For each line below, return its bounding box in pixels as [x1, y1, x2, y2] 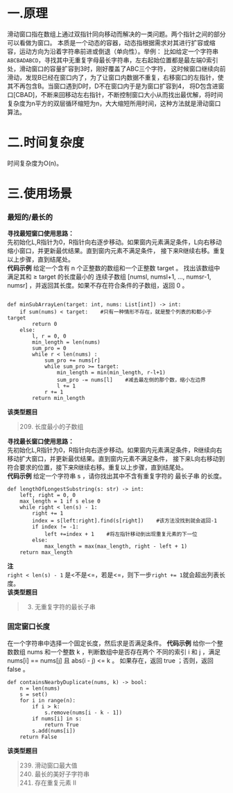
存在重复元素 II [34, 778, 77, 787]
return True [44, 721, 79, 728]
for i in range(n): [19, 697, 76, 704]
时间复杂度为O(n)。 [7, 159, 63, 167]
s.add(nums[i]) [32, 727, 76, 734]
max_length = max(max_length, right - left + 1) [44, 543, 188, 550]
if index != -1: [32, 523, 79, 530]
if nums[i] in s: [32, 715, 82, 722]
